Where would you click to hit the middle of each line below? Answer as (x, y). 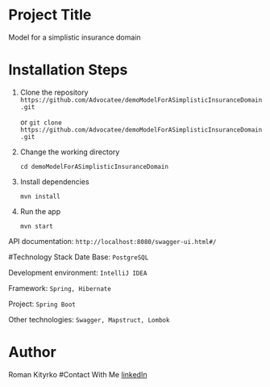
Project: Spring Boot (42, 304)
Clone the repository (54, 92)
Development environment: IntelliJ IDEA (78, 272)
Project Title (50, 15)
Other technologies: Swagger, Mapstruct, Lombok (89, 319)
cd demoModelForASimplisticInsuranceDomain (94, 166)
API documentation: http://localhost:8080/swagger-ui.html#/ (112, 241)
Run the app (40, 211)
